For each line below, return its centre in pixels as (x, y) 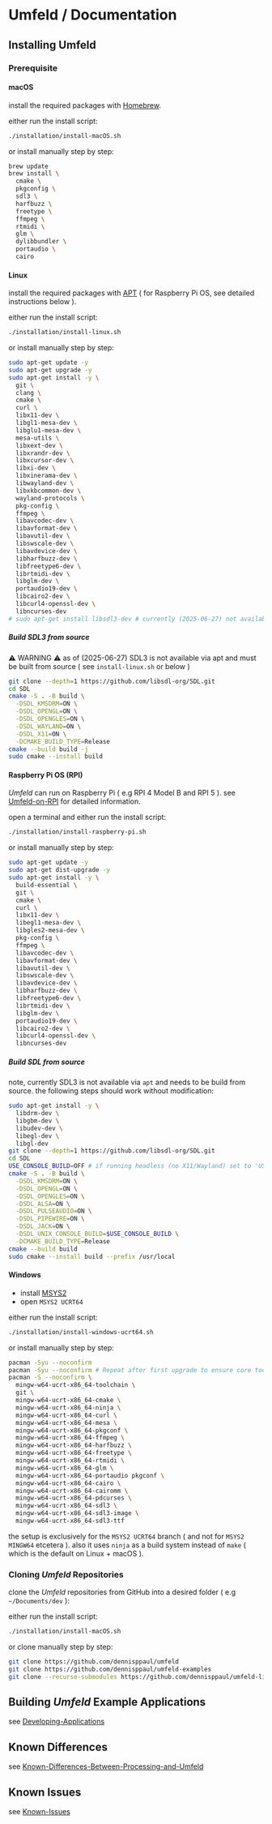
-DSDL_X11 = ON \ (41, 734)
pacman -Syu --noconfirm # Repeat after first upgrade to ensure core (130, 1370)
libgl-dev (32, 1144)
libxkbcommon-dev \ (49, 491)
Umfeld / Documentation (93, 15)
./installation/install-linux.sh (65, 333)
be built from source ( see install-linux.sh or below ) (99, 666)
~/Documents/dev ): (39, 1601)
